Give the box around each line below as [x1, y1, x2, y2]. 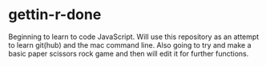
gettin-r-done [8, 6, 102, 24]
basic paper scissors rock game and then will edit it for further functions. [8, 49, 249, 58]
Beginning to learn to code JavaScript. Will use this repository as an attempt [8, 32, 260, 41]
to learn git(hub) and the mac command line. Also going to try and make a [8, 40, 252, 49]
